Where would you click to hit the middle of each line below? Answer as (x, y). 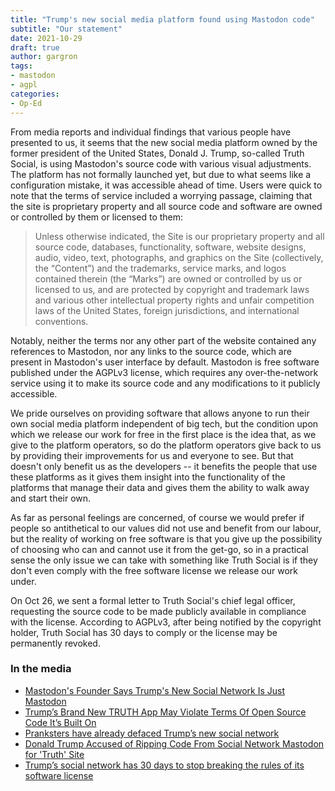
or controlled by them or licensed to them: (97, 217)
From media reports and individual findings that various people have (151, 132)
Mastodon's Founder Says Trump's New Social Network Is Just (155, 690)
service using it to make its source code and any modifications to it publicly (165, 383)
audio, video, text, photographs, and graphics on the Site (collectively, (179, 257)
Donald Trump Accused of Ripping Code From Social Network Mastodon (174, 743)
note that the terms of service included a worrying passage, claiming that (161, 195)
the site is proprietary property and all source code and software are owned (166, 206)
